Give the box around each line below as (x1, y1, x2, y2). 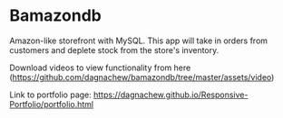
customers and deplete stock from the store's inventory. (9, 44, 220, 55)
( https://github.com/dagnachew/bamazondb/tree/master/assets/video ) (9, 71, 275, 82)
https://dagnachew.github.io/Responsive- (93, 89, 249, 100)
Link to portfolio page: (9, 89, 93, 100)
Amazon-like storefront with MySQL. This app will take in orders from (9, 35, 268, 46)
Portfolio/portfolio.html (9, 98, 93, 109)
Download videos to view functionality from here (9, 62, 191, 73)
